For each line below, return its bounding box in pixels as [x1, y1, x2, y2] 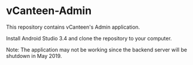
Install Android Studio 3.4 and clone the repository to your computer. [6, 35, 172, 42]
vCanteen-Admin [6, 4, 92, 18]
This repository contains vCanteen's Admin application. [6, 23, 140, 30]
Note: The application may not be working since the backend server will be [6, 46, 188, 53]
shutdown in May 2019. [6, 52, 62, 59]
